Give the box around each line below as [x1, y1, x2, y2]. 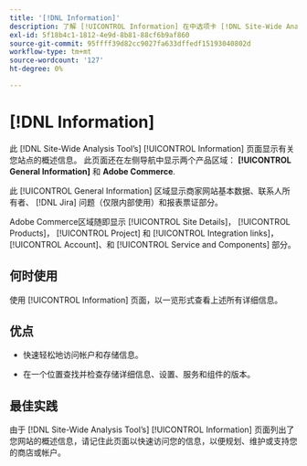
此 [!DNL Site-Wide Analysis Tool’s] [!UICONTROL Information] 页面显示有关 [9, 143, 295, 154]
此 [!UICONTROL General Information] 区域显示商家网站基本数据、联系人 [9, 185, 283, 196]
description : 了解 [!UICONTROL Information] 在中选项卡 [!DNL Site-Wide [9, 22, 282, 31]
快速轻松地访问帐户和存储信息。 [22, 349, 143, 361]
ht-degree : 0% [9, 65, 64, 74]
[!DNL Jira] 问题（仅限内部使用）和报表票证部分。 [35, 196, 224, 207]
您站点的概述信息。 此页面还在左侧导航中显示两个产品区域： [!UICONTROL [9, 154, 292, 165]
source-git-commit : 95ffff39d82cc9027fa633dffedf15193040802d [9, 38, 251, 48]
